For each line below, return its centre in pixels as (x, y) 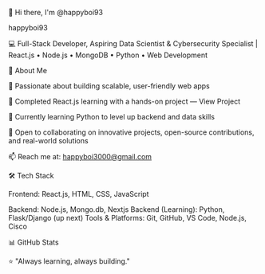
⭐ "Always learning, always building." (69, 261)
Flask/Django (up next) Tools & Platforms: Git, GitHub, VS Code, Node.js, (128, 218)
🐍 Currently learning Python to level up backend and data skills (112, 117)
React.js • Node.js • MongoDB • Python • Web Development (108, 55)
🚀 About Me (28, 70)
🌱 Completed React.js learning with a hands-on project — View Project (125, 101)
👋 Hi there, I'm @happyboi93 (56, 12)
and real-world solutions (49, 141)
